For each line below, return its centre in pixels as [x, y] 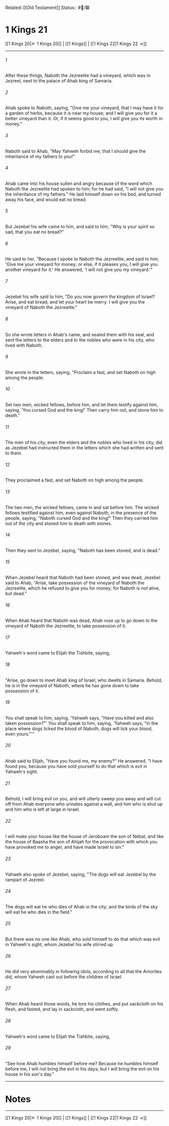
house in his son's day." [30, 1074]
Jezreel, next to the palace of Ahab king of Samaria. [59, 81]
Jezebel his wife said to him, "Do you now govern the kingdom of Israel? [80, 297]
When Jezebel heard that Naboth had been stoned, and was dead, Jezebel [83, 577]
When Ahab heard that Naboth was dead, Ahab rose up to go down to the [81, 621]
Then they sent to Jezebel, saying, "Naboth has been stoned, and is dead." [83, 550]
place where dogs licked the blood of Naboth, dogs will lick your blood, [79, 728]
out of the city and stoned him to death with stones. [59, 523]
